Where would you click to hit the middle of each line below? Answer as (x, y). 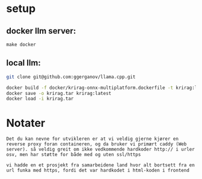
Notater (26, 123)
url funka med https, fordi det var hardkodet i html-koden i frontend (98, 171)
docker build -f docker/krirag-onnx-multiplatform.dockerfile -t (90, 88)
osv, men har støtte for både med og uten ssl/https (74, 155)
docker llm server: (41, 31)
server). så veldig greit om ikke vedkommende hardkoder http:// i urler (101, 150)
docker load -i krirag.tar (40, 99)
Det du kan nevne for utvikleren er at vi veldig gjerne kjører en (93, 139)
